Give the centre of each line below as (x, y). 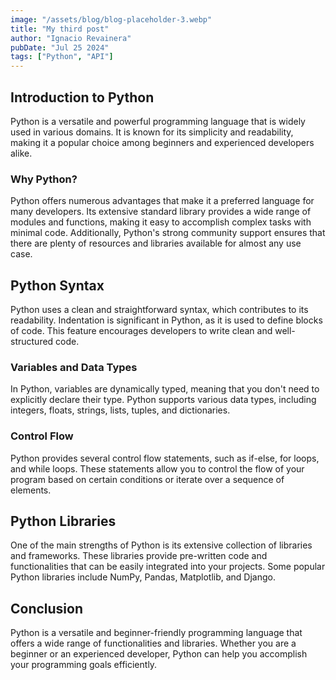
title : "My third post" (60, 29)
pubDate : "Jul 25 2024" (60, 47)
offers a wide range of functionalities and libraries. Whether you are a (153, 643)
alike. (21, 153)
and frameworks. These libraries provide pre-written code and (139, 556)
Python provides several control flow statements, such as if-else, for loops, (165, 458)
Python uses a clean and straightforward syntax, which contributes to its (159, 310)
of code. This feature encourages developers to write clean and (141, 331)
